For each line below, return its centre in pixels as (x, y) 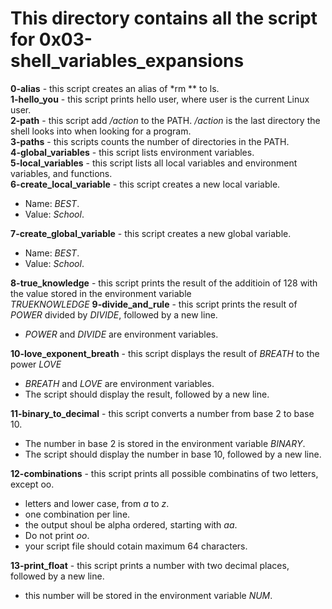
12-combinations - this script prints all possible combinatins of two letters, (164, 473)
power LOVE (36, 364)
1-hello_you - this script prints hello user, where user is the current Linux (160, 99)
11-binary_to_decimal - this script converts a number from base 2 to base (162, 413)
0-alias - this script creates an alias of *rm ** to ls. (115, 88)
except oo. (32, 484)
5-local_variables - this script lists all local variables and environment (154, 163)
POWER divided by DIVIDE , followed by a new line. (114, 314)
